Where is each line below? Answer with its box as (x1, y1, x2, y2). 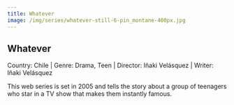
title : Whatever (7, 10, 54, 17)
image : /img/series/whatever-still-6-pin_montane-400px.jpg (7, 17, 187, 24)
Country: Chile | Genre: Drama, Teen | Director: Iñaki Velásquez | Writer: (7, 61, 214, 70)
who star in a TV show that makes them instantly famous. (7, 90, 173, 98)
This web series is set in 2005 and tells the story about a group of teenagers (7, 82, 227, 91)
